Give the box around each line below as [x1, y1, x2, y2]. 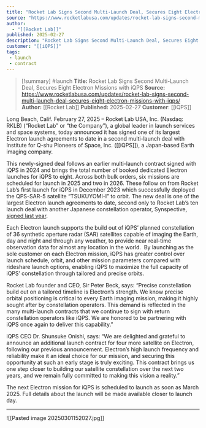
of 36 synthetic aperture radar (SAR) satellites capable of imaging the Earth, [6, 230, 198, 238]
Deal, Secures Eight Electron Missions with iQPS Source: [21, 84, 166, 91]
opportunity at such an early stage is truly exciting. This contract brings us [6, 359, 195, 366]
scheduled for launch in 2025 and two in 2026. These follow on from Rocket [6, 179, 199, 187]
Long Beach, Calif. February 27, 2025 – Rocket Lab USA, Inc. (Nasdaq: [6, 115, 184, 123]
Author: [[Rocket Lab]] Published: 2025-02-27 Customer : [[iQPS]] [21, 103, 192, 111]
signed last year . [6, 212, 48, 219]
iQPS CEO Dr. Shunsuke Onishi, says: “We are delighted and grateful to [6, 332, 186, 340]
